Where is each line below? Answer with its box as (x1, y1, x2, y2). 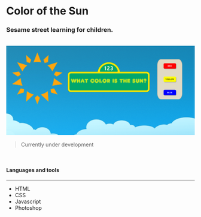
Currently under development (20, 141, 94, 148)
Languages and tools (6, 166, 60, 173)
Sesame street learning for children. (6, 26, 114, 34)
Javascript (14, 198, 41, 205)
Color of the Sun (6, 4, 89, 18)
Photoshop (14, 204, 42, 212)
